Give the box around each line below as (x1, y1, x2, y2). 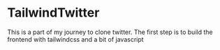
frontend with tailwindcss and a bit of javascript (7, 35, 145, 43)
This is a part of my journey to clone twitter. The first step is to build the (7, 28, 213, 36)
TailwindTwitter (7, 5, 100, 21)
